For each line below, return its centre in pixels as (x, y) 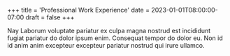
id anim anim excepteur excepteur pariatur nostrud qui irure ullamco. (106, 45)
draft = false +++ (50, 17)
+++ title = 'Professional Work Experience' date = (79, 10)
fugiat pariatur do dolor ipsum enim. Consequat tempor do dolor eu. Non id (115, 38)
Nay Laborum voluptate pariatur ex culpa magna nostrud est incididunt (109, 31)
